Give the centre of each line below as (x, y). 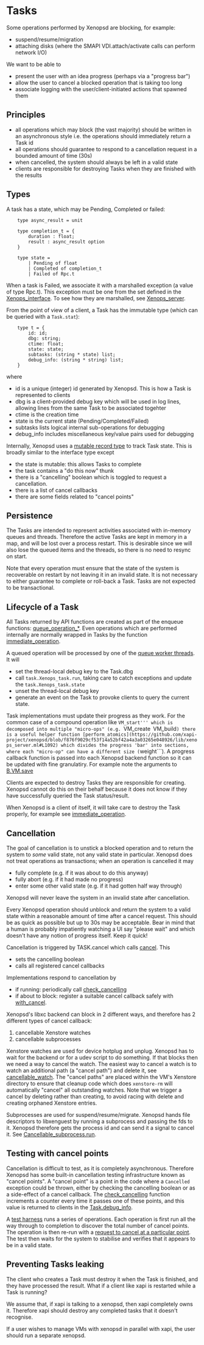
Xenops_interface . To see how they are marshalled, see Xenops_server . (96, 298)
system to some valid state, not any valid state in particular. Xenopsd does (100, 854)
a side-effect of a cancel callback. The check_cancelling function (88, 1194)
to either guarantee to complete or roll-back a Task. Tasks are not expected (101, 581)
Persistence (30, 515)
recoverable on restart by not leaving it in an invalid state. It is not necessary (102, 575)
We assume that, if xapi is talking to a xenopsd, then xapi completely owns (100, 1304)
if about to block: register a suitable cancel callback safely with (94, 996)
